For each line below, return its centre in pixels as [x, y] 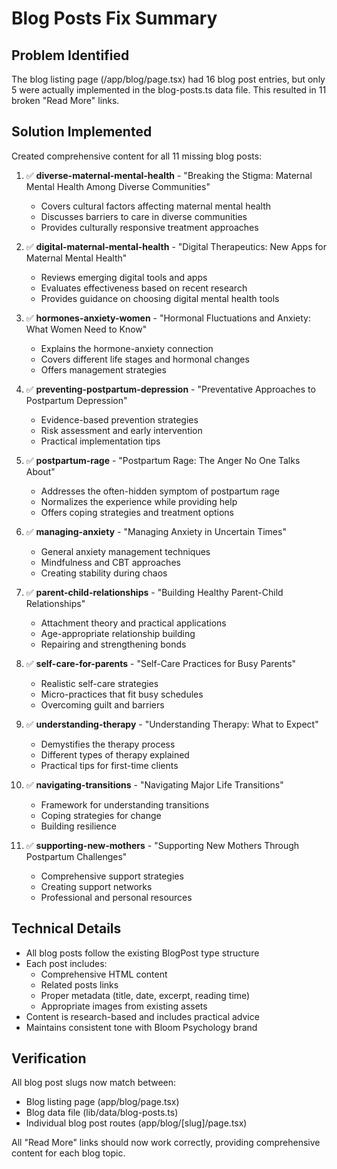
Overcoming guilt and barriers [102, 704]
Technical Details [66, 928]
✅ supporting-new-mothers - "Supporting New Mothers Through [162, 845]
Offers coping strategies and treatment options [137, 512]
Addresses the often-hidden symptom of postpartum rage [160, 491]
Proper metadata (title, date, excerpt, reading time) [145, 995]
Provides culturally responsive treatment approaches [149, 227]
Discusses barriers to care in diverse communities [144, 216]
